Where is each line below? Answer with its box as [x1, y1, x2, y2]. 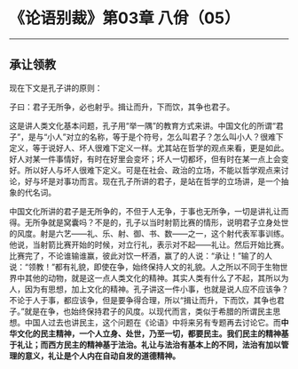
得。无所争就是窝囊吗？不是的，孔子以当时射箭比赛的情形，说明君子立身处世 [9, 217, 289, 228]
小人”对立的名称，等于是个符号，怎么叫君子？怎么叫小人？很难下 [47, 131, 284, 142]
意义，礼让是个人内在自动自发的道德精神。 [24, 350, 180, 361]
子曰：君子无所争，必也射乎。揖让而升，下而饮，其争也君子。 [9, 101, 235, 112]
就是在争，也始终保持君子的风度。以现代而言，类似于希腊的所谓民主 [24, 306, 273, 317]
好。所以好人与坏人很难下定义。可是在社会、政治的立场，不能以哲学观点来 [9, 164, 281, 175]
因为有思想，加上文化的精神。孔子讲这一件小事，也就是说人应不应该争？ [24, 284, 289, 294]
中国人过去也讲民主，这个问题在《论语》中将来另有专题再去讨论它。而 [24, 317, 281, 327]
